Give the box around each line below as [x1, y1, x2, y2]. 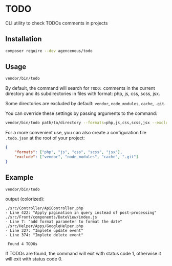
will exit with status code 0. [5, 256, 63, 262]
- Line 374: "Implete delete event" [5, 233, 83, 238]
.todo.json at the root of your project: [5, 135, 85, 141]
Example [5, 173, 34, 182]
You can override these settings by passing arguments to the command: [5, 110, 158, 116]
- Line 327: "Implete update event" [5, 228, 83, 233]
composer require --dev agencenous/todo [5, 48, 93, 54]
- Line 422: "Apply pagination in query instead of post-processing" [5, 210, 157, 215]
